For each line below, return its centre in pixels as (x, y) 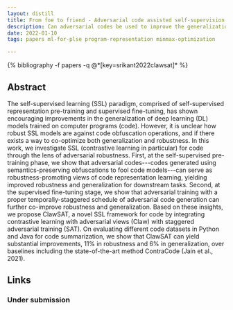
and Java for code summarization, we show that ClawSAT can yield (103, 236)
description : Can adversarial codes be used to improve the (96, 26)
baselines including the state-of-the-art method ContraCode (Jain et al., (110, 251)
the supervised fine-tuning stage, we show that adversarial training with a (113, 192)
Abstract (27, 87)
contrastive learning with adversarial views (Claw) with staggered (101, 221)
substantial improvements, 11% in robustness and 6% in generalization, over (116, 243)
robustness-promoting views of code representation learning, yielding (107, 177)
